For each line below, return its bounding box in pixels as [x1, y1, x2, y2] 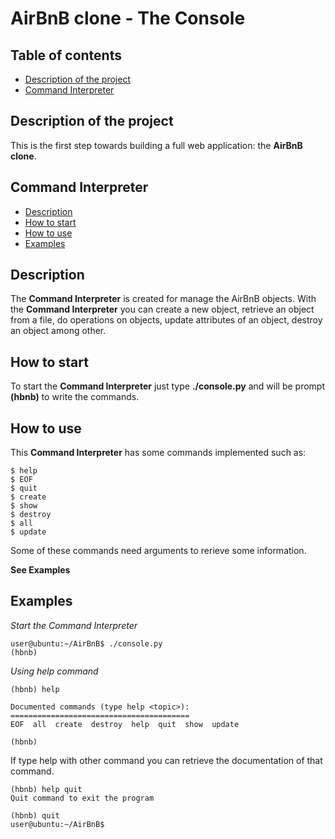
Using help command [10, 665, 99, 677]
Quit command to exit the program [10, 793, 155, 803]
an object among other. [10, 325, 107, 337]
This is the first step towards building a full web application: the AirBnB [10, 139, 303, 151]
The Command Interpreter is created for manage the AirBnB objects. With [10, 293, 317, 305]
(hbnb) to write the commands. [10, 391, 140, 403]
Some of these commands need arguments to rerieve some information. [10, 545, 307, 557]
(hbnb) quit [10, 810, 60, 821]
